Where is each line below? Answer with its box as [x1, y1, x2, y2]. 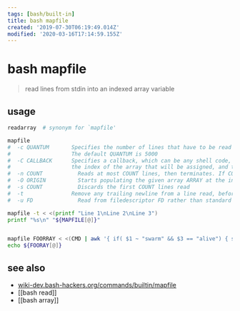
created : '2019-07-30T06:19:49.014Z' [7, 24, 120, 31]
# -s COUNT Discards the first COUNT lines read [7, 183, 191, 190]
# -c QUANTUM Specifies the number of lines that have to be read [7, 143, 232, 151]
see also [7, 262, 46, 274]
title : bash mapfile [7, 17, 69, 24]
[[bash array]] [17, 295, 59, 304]
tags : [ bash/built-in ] [7, 10, 75, 18]
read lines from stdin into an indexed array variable [24, 85, 175, 93]
